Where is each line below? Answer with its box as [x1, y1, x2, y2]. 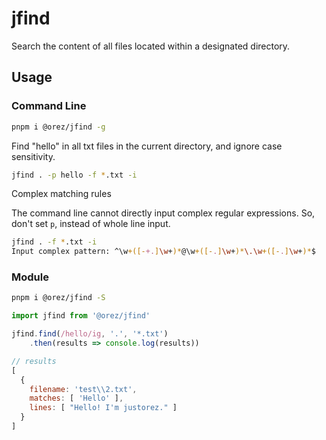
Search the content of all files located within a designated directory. [11, 40, 291, 52]
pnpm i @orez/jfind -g [11, 122, 106, 132]
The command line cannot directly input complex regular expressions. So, [11, 207, 316, 219]
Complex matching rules [11, 188, 112, 200]
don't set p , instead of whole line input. [11, 218, 171, 230]
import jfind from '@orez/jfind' [11, 311, 151, 321]
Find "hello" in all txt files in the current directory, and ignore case [11, 140, 283, 152]
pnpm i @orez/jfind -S [11, 293, 106, 303]
